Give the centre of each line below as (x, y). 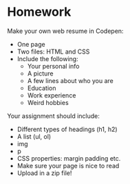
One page (31, 44)
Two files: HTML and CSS (53, 51)
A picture (40, 73)
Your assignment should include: (53, 116)
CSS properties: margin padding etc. (69, 158)
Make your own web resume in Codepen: (65, 31)
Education (42, 88)
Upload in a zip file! (44, 173)
